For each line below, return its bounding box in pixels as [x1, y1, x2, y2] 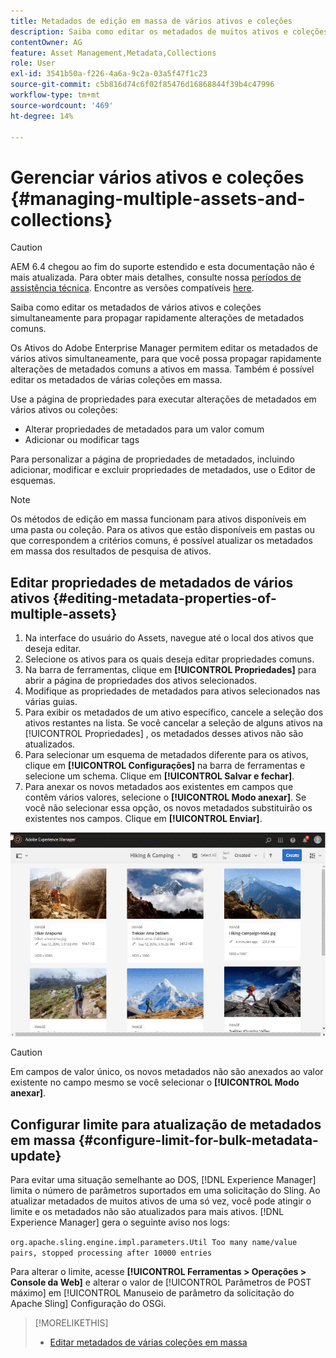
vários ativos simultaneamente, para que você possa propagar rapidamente [10, 353, 322, 365]
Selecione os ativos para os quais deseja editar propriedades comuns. [24, 653, 315, 665]
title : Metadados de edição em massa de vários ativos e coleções [10, 16, 293, 26]
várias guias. [24, 696, 78, 708]
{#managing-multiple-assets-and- [10, 187, 306, 210]
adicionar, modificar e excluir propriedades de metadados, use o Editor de [10, 464, 316, 476]
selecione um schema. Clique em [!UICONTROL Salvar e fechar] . [24, 770, 295, 782]
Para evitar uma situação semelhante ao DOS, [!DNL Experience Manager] [10, 1174, 317, 1186]
